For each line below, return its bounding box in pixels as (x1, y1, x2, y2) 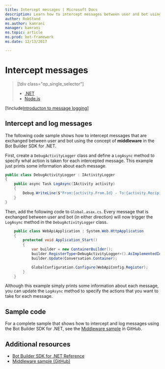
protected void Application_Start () (23, 238, 98, 243)
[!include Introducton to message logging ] (5, 105, 89, 111)
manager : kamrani (5, 26, 41, 30)
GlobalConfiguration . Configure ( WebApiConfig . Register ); (31, 265, 148, 270)
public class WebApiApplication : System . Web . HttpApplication (14, 228, 144, 233)
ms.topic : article (5, 30, 43, 35)
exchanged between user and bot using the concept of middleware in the (5, 138, 155, 143)
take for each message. (5, 293, 53, 299)
